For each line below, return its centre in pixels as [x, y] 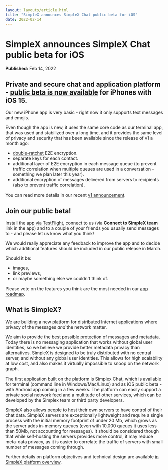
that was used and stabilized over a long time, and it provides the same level [84, 133]
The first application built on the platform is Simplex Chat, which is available [83, 379]
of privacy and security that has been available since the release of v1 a [79, 138]
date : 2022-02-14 [23, 19]
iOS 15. [16, 100]
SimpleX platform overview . [33, 462]
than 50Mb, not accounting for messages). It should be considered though [82, 431]
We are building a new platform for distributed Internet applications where [81, 322]
